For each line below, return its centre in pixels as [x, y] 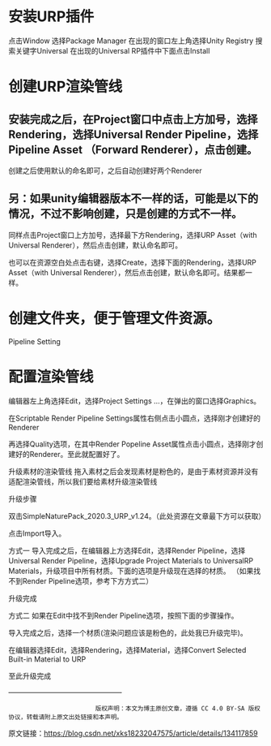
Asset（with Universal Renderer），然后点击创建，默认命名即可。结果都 [127, 272]
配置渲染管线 [51, 376]
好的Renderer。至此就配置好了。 [70, 454]
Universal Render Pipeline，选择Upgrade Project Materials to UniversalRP [131, 560]
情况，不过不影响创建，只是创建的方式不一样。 [125, 214]
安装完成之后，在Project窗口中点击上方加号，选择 [133, 119]
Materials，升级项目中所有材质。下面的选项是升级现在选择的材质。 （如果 [131, 571]
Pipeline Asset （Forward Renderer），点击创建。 [133, 150]
